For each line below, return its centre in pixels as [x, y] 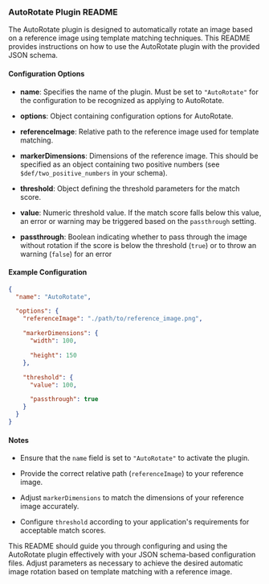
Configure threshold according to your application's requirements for [134, 522]
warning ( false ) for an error [66, 254]
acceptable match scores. [63, 531]
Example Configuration [48, 272]
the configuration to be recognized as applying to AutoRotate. [122, 100]
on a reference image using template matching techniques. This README [129, 38]
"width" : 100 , [53, 341]
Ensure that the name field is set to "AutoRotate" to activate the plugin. [135, 458]
